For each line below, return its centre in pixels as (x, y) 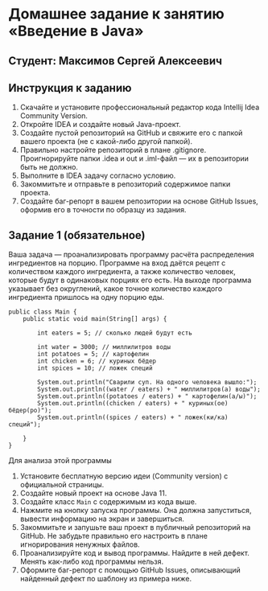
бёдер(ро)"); (30, 411)
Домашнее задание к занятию (117, 14)
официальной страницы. (62, 485)
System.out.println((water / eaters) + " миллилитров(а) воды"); (149, 390)
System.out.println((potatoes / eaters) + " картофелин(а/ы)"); (147, 396)
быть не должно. (49, 167)
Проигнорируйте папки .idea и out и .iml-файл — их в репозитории (134, 158)
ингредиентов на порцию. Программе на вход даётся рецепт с (117, 263)
